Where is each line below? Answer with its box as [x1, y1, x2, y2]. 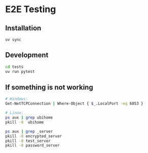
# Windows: [5, 96, 28, 102]
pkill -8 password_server [5, 143, 60, 148]
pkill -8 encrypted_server [5, 133, 62, 139]
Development [5, 51, 49, 59]
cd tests [5, 64, 24, 69]
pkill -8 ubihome [5, 120, 44, 125]
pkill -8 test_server [5, 138, 51, 143]
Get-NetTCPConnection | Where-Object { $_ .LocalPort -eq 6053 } [5, 101, 143, 106]
